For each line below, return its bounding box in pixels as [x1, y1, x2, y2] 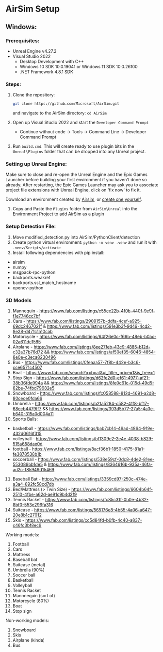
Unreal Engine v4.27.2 [12, 48, 57, 54]
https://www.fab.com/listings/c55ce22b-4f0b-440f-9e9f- [39, 308, 156, 314]
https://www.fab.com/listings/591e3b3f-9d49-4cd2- [47, 323, 152, 329]
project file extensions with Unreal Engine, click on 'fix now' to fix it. [5, 187, 141, 193]
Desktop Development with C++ [19, 58, 84, 64]
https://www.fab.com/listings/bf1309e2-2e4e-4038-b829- [36, 435, 153, 442]
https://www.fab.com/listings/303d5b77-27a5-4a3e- [49, 406, 155, 412]
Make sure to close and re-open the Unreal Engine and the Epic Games [5, 172, 147, 177]
